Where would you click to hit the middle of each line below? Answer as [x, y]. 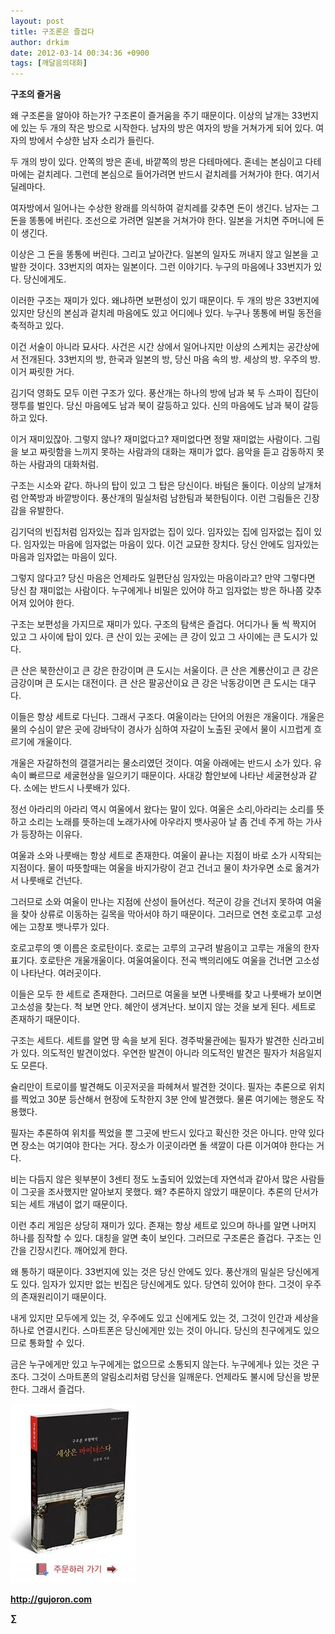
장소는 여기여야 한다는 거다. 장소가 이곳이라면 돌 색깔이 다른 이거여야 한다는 [167, 1146]
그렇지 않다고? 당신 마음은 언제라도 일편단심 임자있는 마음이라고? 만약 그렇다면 [163, 578]
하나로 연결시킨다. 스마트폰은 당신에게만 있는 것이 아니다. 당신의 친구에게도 [156, 1331]
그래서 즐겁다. [58, 1389]
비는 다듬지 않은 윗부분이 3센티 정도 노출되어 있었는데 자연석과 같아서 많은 [154, 1179]
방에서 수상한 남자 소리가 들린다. [91, 141]
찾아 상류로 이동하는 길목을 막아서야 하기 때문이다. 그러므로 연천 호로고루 [162, 914]
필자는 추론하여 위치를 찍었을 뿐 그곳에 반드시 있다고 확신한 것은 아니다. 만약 [158, 1133]
